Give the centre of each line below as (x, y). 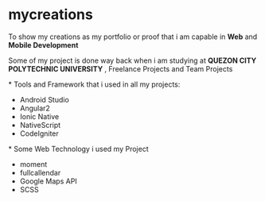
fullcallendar (40, 172)
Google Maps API (48, 181)
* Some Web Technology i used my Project (78, 149)
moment (33, 164)
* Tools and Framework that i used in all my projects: (94, 84)
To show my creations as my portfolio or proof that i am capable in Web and (133, 37)
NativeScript (40, 125)
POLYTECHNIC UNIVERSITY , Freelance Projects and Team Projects (121, 68)
